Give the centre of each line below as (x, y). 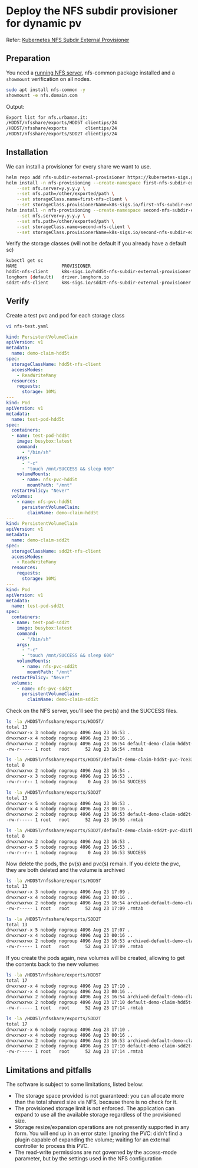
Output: (15, 106)
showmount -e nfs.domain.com (42, 95)
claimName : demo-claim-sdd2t (63, 700)
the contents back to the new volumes (52, 964)
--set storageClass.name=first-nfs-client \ (72, 199)
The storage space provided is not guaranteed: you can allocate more (99, 1095)
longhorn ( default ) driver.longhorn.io (58, 277)
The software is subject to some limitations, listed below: (75, 1084)
